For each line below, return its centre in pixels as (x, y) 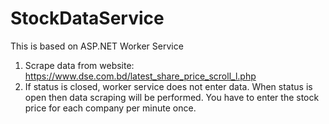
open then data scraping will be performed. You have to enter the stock (172, 97)
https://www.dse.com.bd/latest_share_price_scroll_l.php (140, 76)
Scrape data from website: (79, 65)
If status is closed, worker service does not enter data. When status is (168, 86)
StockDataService (87, 18)
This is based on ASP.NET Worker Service (97, 46)
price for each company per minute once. (110, 108)
